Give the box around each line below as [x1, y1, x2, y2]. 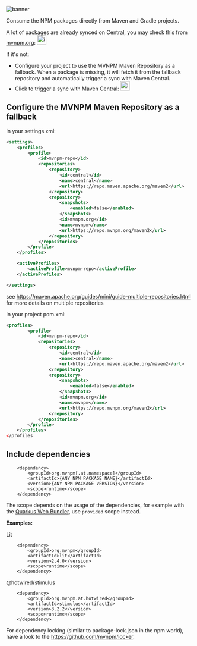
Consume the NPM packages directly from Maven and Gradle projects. [6, 17, 179, 24]
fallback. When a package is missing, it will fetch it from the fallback [14, 68, 181, 76]
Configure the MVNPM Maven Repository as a [6, 102, 180, 112]
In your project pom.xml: [6, 311, 66, 318]
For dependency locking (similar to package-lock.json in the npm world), [6, 626, 184, 634]
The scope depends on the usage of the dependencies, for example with [6, 501, 185, 509]
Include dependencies [6, 449, 91, 459]
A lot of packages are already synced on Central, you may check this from [6, 29, 188, 36]
